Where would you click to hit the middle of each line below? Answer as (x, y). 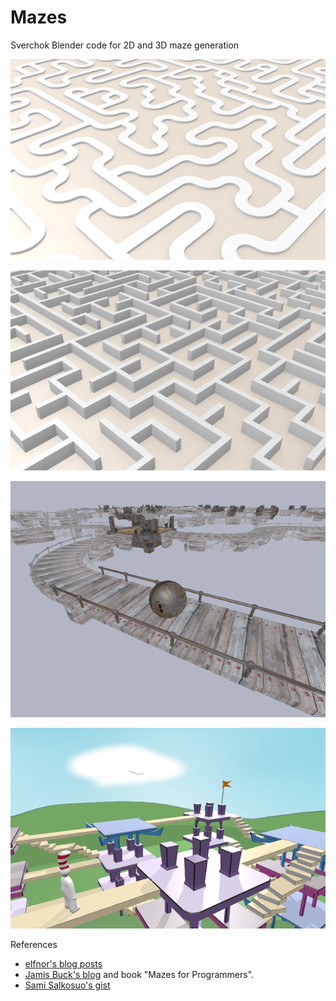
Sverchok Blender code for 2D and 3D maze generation (125, 45)
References (34, 945)
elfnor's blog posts (63, 964)
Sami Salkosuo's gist (67, 985)
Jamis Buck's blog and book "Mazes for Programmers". (139, 975)
